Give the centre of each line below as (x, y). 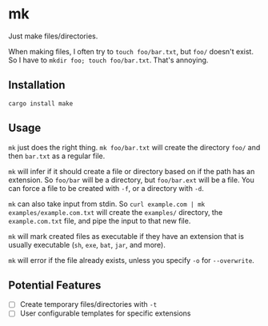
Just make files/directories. (53, 36)
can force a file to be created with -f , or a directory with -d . (106, 188)
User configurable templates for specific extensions (105, 313)
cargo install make (41, 103)
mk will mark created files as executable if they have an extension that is (126, 236)
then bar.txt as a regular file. (57, 156)
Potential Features (55, 285)
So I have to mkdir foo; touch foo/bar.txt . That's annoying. (108, 60)
